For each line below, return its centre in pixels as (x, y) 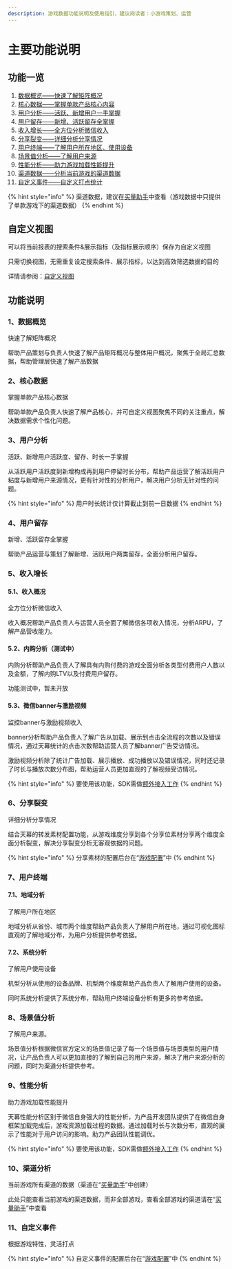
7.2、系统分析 (27, 952)
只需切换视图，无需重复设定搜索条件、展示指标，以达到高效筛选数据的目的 (113, 262)
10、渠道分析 (29, 1168)
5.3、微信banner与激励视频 (47, 705)
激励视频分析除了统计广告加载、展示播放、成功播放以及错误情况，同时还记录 (116, 760)
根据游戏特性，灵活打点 (41, 1244)
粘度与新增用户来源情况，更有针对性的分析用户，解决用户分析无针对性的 (110, 480)
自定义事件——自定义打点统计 (60, 182)
